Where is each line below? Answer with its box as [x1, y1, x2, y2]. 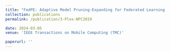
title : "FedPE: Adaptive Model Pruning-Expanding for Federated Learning [5, 7, 165, 12]
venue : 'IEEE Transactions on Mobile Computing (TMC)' [5, 30, 124, 35]
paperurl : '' [5, 39, 33, 44]
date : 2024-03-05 [5, 25, 42, 30]
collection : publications [5, 12, 60, 17]
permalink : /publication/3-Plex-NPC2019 [5, 16, 93, 21]
